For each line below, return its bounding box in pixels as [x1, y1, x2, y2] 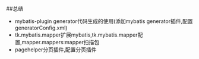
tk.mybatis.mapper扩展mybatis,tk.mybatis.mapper [14, 31, 138, 38]
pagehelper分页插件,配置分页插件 [14, 46, 97, 53]
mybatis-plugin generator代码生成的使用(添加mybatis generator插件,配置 [14, 18, 193, 25]
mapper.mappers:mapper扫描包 [21, 39, 100, 45]
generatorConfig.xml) [14, 24, 68, 31]
